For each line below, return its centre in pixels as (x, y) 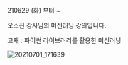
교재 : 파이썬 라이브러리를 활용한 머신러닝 (64, 40)
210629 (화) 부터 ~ (34, 10)
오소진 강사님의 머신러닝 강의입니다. (57, 25)
